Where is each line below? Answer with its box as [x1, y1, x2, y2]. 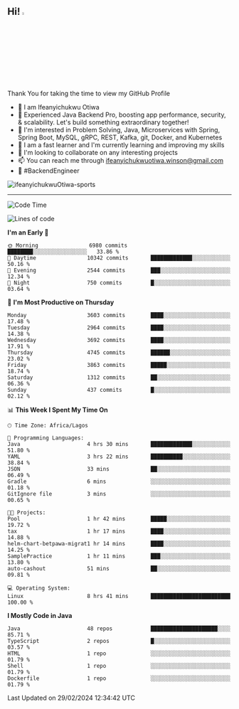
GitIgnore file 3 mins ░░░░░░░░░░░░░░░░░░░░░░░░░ [7, 490, 231, 497]
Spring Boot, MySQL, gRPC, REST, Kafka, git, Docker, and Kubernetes [17, 133, 223, 142]
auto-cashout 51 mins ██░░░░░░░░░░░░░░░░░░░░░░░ [7, 565, 231, 572]
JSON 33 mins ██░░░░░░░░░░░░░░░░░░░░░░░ [7, 465, 231, 472]
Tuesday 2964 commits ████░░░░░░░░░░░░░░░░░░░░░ [7, 324, 231, 331]
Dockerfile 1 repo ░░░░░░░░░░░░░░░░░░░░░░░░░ [7, 675, 231, 682]
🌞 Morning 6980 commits [7, 242, 128, 249]
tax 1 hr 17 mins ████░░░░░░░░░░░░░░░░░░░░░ [7, 528, 231, 535]
